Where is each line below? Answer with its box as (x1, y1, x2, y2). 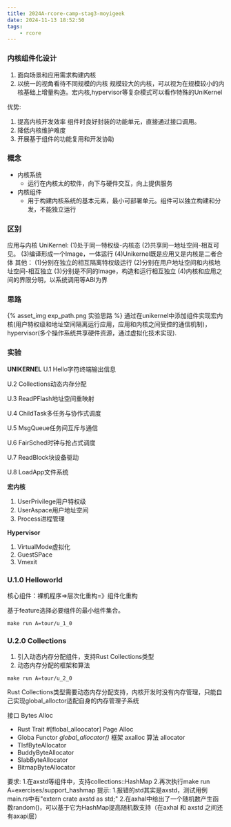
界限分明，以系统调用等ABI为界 (19, 276, 108, 284)
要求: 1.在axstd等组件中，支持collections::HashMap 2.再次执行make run (7, 777, 210, 786)
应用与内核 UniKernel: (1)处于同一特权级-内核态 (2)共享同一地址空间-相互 (7, 241, 214, 250)
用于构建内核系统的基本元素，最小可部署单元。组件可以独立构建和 (27, 196, 215, 205)
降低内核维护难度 (17, 126, 66, 134)
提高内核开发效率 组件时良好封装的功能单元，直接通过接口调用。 (17, 117, 201, 125)
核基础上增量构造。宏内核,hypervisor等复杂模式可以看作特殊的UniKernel (17, 88, 223, 96)
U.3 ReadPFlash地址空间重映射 (7, 394, 94, 402)
